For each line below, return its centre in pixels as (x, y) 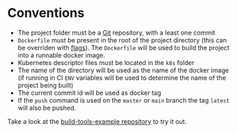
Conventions (46, 13)
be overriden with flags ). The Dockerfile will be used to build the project (123, 47)
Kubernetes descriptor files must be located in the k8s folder (106, 62)
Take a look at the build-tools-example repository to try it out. (97, 121)
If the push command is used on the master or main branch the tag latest (123, 100)
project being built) (45, 85)
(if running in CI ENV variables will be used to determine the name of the (122, 77)
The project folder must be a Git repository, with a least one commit (116, 33)
